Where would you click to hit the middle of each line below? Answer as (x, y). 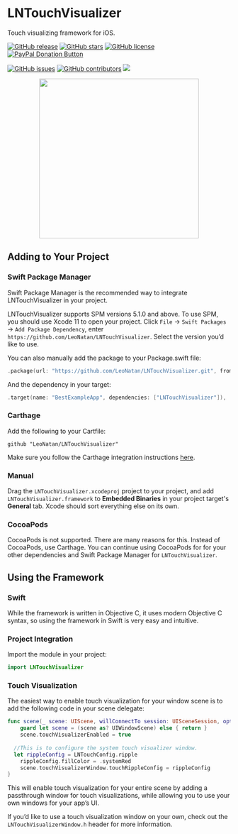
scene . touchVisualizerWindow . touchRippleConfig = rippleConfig (115, 768)
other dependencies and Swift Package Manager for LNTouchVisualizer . (112, 555)
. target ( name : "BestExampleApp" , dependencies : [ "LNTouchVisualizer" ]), (117, 397)
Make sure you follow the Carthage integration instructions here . (101, 457)
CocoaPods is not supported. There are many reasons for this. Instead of (114, 540)
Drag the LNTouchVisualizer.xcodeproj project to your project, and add (111, 490)
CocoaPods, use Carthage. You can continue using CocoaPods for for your (117, 547)
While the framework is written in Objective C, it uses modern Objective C (115, 613)
